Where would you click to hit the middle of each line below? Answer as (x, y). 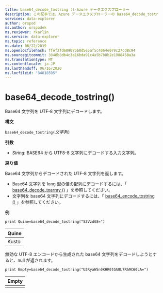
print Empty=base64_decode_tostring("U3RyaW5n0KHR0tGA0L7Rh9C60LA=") (77, 269)
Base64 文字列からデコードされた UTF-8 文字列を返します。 (65, 173)
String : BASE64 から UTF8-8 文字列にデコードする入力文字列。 (75, 153)
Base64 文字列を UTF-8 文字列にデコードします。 (55, 111)
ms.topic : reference (26, 41)
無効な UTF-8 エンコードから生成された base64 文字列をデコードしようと (79, 254)
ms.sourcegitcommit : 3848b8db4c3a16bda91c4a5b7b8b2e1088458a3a (70, 55)
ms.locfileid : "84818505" (31, 73)
